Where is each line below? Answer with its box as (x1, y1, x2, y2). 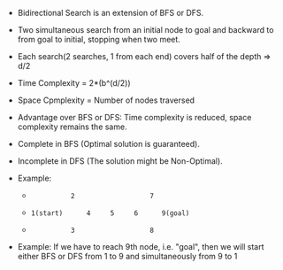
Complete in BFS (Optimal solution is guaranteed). (17, 139, 201, 149)
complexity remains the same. (17, 121, 127, 132)
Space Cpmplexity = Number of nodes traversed (17, 95, 195, 105)
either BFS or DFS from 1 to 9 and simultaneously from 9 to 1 (17, 251, 238, 261)
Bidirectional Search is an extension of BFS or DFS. (17, 8, 204, 18)
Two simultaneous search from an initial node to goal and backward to (17, 25, 274, 35)
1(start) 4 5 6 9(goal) (30, 209, 190, 218)
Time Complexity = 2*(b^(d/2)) (17, 78, 131, 88)
